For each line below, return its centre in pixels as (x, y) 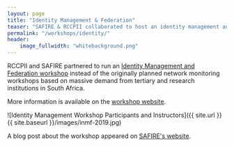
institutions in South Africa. (46, 88)
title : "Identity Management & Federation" (71, 20)
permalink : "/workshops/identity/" (59, 33)
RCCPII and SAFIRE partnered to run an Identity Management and (101, 66)
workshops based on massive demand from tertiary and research (101, 80)
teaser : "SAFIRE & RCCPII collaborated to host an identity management (113, 26)
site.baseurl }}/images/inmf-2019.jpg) (68, 122)
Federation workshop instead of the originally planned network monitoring (114, 73)
